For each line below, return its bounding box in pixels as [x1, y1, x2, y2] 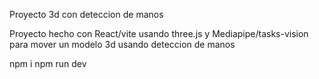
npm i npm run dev [9, 58, 87, 69]
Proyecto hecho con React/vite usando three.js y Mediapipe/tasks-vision [9, 28, 309, 39]
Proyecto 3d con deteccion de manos [9, 9, 164, 20]
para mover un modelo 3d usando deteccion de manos [9, 39, 236, 50]
